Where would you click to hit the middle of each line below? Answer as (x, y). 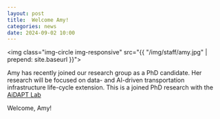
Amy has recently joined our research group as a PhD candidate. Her (104, 73)
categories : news (32, 26)
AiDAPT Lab (24, 95)
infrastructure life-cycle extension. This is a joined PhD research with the (110, 87)
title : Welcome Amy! (38, 20)
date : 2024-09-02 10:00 (41, 33)
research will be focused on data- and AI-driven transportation (96, 80)
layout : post (26, 13)
